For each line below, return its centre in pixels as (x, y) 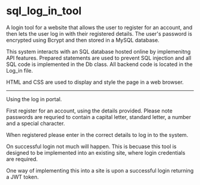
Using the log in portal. (34, 99)
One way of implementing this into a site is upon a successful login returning (100, 170)
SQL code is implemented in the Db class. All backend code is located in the (99, 64)
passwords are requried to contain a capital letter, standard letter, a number (99, 117)
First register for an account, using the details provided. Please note (89, 111)
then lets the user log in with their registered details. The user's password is (99, 33)
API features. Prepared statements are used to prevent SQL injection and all (99, 58)
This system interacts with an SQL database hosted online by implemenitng (99, 51)
